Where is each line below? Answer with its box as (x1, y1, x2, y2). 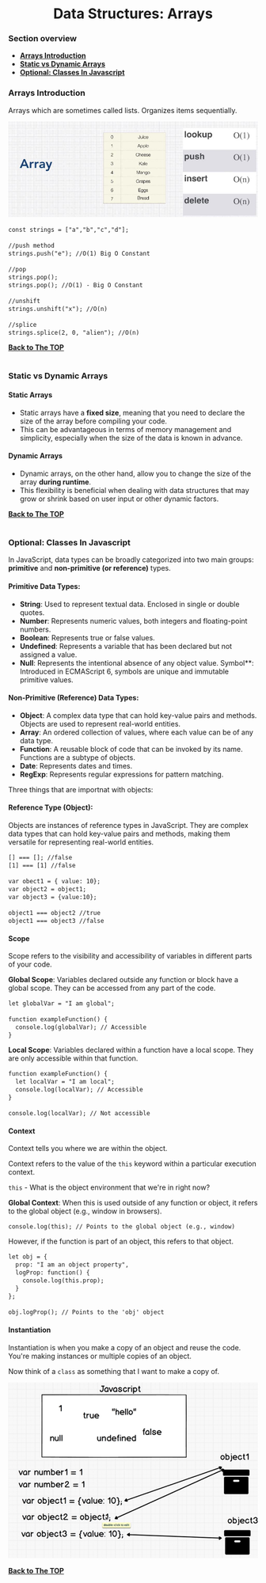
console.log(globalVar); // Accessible (15, 1023, 147, 1031)
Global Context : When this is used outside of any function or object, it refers (8, 1198, 258, 1208)
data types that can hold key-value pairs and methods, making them (8, 829, 231, 839)
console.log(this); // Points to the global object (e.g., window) (8, 1223, 236, 1231)
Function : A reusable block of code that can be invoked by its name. (19, 744, 243, 754)
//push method (8, 242, 55, 250)
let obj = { (8, 1253, 47, 1261)
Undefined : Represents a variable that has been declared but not (19, 641, 232, 651)
